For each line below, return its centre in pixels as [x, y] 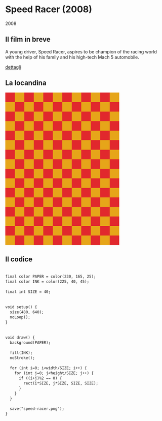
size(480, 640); [27, 312]
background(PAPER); [30, 343]
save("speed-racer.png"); [37, 409]
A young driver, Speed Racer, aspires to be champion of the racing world [81, 51]
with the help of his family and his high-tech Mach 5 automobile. [72, 57]
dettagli [13, 67]
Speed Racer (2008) [49, 9]
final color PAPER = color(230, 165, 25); [51, 277]
